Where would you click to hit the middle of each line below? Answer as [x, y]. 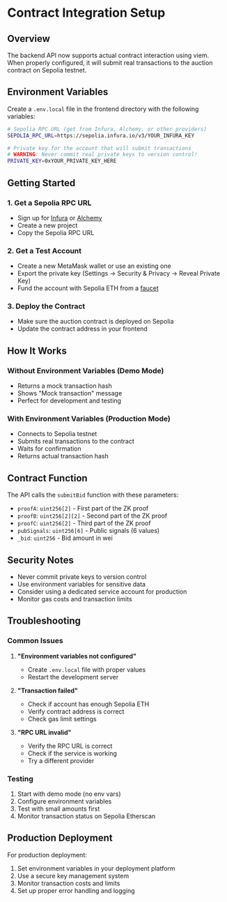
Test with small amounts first [58, 809]
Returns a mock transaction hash [65, 386]
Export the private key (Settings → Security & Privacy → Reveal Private [119, 273]
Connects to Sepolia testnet [57, 434]
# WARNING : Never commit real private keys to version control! [102, 155]
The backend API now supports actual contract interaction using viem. [108, 55]
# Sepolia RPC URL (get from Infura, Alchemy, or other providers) [107, 129]
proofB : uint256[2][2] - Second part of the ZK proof [92, 516]
